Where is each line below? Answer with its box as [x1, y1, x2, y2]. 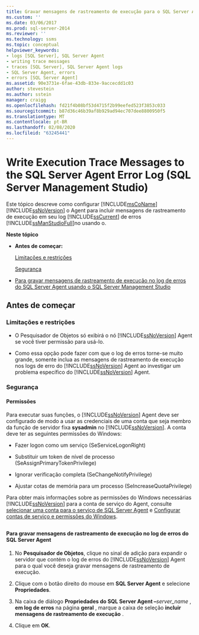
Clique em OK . [14, 621, 51, 629]
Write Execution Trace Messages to [6, 155, 185, 169]
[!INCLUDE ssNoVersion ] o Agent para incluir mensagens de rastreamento [6, 207, 186, 214]
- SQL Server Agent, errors [6, 69, 76, 75]
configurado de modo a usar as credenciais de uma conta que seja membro [6, 417, 191, 424]
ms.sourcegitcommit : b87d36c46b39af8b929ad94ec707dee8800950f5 [6, 108, 166, 114]
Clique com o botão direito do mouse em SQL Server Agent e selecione [14, 580, 191, 587]
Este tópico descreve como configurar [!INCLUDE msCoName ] [6, 200, 158, 208]
